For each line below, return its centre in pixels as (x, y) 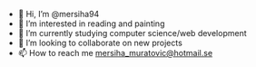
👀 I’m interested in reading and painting (91, 24)
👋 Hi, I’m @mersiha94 (59, 14)
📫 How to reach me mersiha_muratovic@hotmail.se (115, 53)
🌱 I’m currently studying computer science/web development (132, 33)
